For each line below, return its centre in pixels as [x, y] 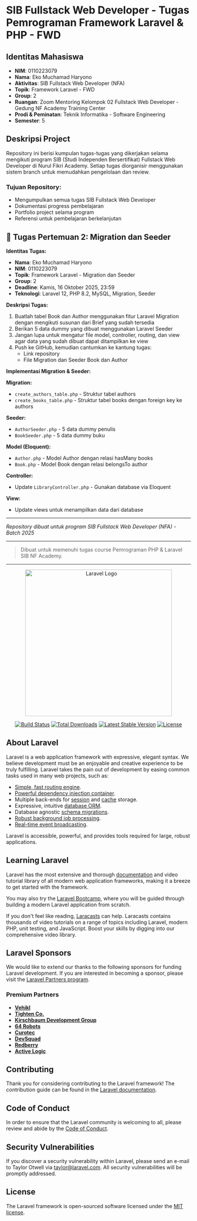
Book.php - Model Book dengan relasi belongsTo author [81, 464]
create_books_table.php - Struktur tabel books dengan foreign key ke [98, 400]
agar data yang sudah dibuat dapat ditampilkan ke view [81, 341]
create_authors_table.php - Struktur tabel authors [75, 394]
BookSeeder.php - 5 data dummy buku [60, 435]
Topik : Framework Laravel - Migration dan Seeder [75, 275]
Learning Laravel [38, 860]
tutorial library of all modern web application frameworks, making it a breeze [98, 880]
